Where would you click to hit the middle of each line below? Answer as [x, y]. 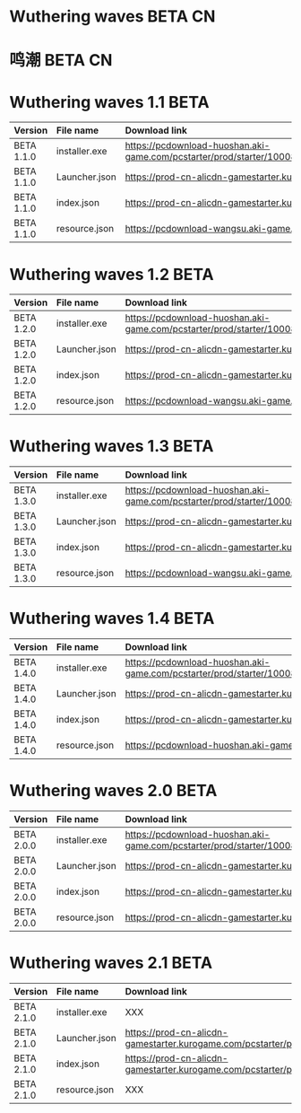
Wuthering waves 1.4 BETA [112, 619]
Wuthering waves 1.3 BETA [112, 447]
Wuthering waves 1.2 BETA [112, 274]
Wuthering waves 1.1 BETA [109, 102]
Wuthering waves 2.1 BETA [111, 963]
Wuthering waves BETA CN [112, 17]
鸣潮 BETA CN [61, 61]
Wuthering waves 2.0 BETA [113, 791]
